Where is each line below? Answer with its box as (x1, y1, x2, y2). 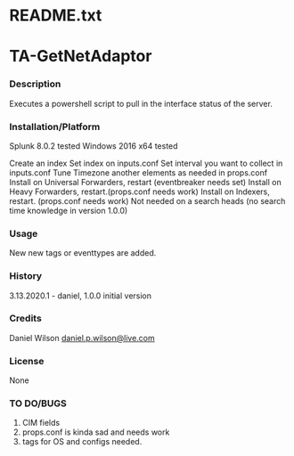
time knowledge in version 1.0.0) (9, 205, 128, 216)
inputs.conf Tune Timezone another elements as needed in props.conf (9, 167, 268, 178)
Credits (9, 313, 42, 325)
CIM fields (21, 418, 61, 428)
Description (9, 77, 61, 90)
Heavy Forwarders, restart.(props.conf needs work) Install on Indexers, (9, 186, 270, 197)
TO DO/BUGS (9, 397, 67, 410)
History (9, 270, 43, 282)
